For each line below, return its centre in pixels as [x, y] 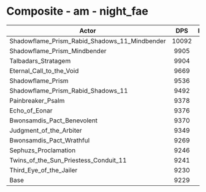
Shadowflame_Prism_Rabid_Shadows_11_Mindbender [88, 41]
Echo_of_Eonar [31, 110]
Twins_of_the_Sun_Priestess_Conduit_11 [68, 160]
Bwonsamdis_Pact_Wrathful [50, 140]
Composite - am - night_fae [77, 11]
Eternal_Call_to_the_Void [44, 70]
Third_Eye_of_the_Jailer [44, 170]
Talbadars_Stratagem [40, 61]
